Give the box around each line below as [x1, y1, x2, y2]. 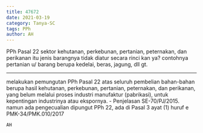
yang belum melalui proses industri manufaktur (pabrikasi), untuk [6, 91, 169, 99]
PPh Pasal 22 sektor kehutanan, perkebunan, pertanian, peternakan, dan [6, 48, 187, 55]
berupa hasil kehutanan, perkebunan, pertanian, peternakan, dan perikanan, [6, 85, 196, 92]
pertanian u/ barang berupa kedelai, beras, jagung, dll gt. [6, 61, 148, 68]
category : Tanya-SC [6, 20, 56, 26]
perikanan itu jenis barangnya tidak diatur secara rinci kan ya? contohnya [6, 54, 188, 62]
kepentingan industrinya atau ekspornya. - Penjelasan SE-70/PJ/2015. [6, 97, 180, 105]
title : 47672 [6, 8, 39, 15]
